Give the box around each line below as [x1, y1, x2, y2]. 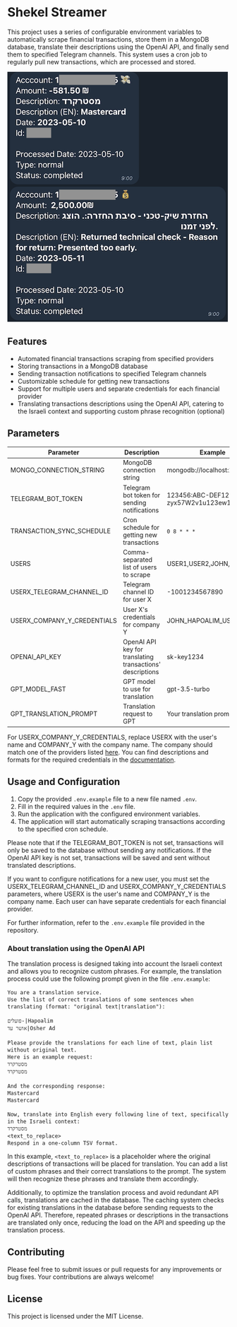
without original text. [7, 1046, 78, 1054]
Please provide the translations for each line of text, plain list [7, 1039, 213, 1046]
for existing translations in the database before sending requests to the [7, 1203, 214, 1212]
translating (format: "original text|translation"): [7, 1003, 166, 1010]
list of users [123, 563, 157, 572]
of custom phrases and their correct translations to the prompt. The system [7, 1167, 226, 1175]
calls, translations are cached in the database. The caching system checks [7, 1196, 224, 1204]
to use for [123, 685, 151, 693]
